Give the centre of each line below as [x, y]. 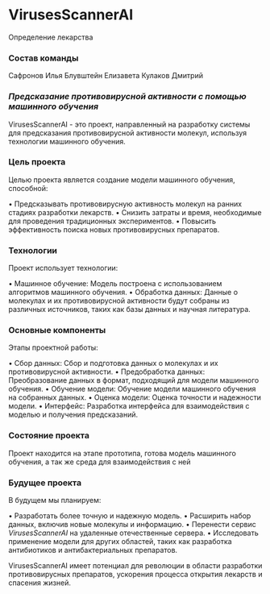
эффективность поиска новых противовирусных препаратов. [114, 229]
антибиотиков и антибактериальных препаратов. [93, 550]
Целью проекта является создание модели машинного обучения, [122, 180]
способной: [28, 188]
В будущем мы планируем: [55, 501]
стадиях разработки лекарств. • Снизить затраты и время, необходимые [135, 212]
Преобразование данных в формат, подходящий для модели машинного [134, 380]
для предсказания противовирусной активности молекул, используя [128, 133]
